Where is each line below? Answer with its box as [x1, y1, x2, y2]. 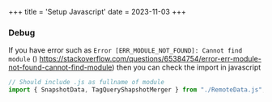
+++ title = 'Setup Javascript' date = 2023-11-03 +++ [8, 7, 186, 16]
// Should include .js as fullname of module [8, 79, 164, 87]
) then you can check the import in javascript [112, 62, 261, 72]
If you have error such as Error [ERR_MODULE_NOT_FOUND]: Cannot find [8, 45, 243, 55]
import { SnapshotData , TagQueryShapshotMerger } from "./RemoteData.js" [8, 86, 263, 94]
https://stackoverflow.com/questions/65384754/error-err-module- [39, 54, 261, 64]
